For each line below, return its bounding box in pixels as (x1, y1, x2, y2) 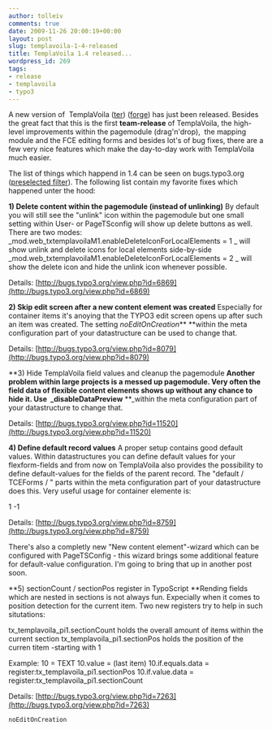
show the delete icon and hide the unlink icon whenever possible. (8, 262, 227, 272)
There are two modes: (8, 228, 83, 237)
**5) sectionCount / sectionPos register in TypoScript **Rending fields (8, 584, 248, 593)
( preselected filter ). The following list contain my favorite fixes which (8, 177, 238, 187)
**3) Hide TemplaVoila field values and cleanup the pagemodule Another (8, 368, 256, 378)
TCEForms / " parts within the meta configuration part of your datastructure (8, 477, 261, 488)
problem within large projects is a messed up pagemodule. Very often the (8, 377, 261, 387)
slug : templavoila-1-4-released (8, 42, 118, 50)
